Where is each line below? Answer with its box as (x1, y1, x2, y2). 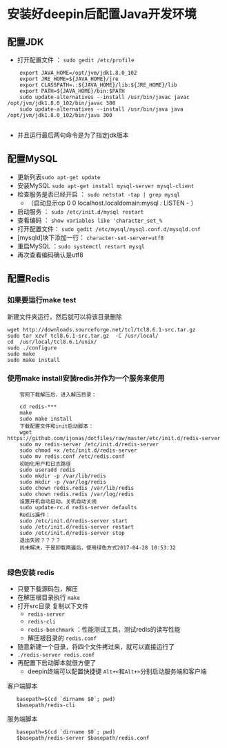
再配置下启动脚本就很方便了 (17, 659, 97, 667)
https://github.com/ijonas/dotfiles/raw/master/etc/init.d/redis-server (7, 435, 221, 441)
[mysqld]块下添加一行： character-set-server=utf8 (17, 233, 164, 241)
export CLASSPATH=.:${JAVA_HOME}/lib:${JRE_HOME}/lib (19, 82, 177, 89)
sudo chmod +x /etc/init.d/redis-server (19, 447, 137, 454)
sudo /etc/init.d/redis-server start (19, 517, 128, 524)
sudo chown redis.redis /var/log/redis (19, 491, 135, 498)
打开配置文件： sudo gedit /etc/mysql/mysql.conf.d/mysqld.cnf (17, 224, 201, 232)
